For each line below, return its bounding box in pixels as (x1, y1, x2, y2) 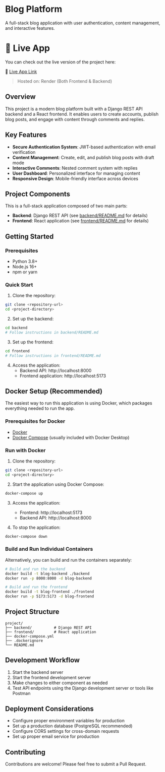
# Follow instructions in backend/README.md (5, 330, 99, 335)
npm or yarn (12, 269, 38, 275)
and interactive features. (5, 25, 55, 31)
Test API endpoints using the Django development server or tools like (12, 685, 154, 691)
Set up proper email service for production (12, 733, 100, 740)
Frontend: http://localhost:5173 (19, 510, 83, 515)
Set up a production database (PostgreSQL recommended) (12, 723, 133, 729)
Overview (5, 93, 36, 101)
